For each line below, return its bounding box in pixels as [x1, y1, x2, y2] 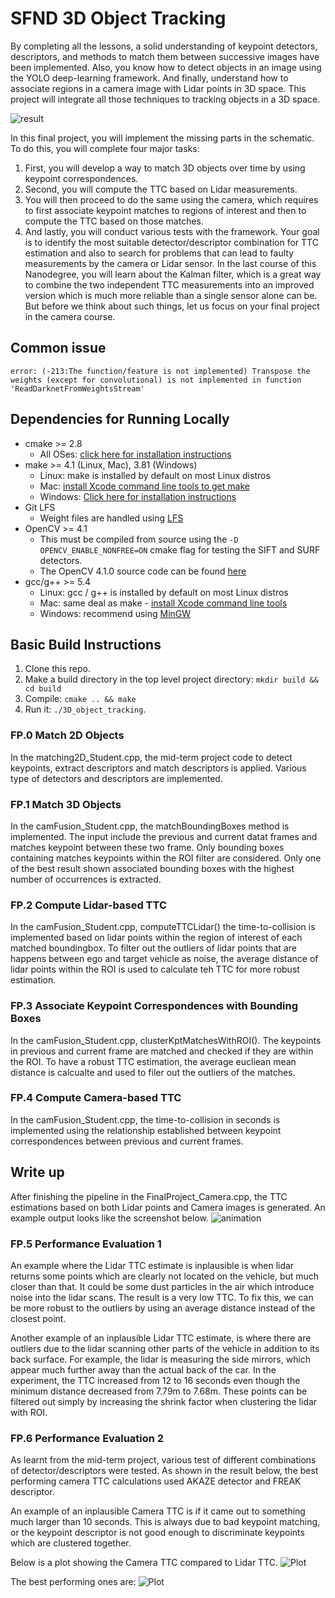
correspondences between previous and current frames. [10, 1135, 244, 1147]
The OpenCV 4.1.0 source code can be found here [39, 565, 247, 577]
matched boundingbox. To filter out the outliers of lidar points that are [10, 942, 297, 954]
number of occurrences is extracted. [10, 873, 162, 885]
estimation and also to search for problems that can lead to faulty [24, 247, 295, 259]
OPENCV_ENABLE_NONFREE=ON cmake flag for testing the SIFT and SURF [39, 543, 321, 556]
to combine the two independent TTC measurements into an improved [24, 278, 315, 291]
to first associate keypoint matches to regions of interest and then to [24, 204, 307, 216]
